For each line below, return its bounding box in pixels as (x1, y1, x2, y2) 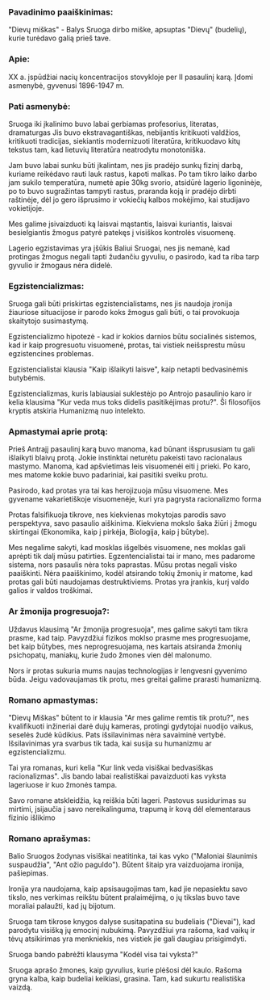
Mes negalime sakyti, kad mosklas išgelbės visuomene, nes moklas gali (8, 543, 246, 553)
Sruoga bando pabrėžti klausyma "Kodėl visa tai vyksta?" (8, 950, 199, 960)
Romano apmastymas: (8, 694, 98, 705)
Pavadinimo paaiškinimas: (8, 6, 114, 18)
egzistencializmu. (8, 747, 67, 757)
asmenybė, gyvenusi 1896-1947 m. (8, 80, 125, 90)
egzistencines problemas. (8, 349, 94, 359)
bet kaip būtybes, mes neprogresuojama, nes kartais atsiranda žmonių (8, 641, 243, 651)
